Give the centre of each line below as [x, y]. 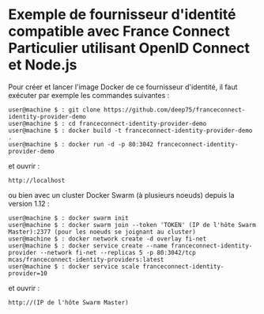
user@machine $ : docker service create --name [88, 246]
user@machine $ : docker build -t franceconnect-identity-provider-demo [130, 131]
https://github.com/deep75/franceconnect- [175, 110]
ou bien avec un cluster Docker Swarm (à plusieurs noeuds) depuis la [121, 195]
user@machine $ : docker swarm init [68, 218]
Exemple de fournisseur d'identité [122, 15]
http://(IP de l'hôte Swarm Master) [68, 302]
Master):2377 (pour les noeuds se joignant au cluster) [102, 232]
